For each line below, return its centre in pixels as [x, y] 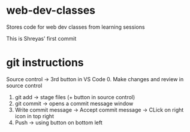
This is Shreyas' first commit [41, 38]
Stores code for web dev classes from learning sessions [76, 27]
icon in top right [34, 116]
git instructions [45, 63]
